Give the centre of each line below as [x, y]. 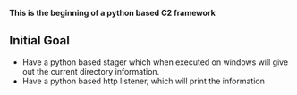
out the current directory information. [91, 71]
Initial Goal [39, 40]
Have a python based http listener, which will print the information [144, 81]
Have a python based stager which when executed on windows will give [155, 62]
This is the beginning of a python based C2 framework [113, 13]
